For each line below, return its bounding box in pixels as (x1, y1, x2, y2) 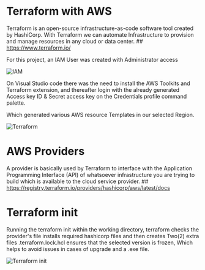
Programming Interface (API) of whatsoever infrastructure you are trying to (6, 171, 195, 178)
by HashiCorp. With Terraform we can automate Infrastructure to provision (6, 31, 194, 38)
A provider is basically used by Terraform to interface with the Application (6, 164, 193, 172)
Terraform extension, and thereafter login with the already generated (6, 86, 179, 93)
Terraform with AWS (6, 4, 112, 18)
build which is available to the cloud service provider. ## (6, 178, 149, 185)
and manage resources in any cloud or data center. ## (6, 37, 143, 45)
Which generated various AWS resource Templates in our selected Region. (6, 111, 195, 118)
